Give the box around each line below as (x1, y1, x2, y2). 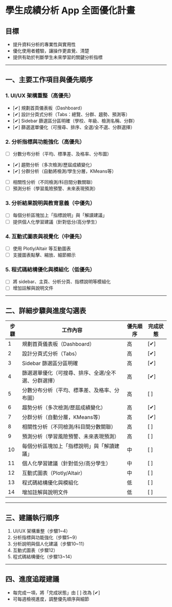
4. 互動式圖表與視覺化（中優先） (5, 233, 85, 240)
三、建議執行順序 (5, 513, 59, 522)
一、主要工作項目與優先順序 (5, 75, 93, 84)
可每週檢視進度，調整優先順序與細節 (12, 596, 90, 602)
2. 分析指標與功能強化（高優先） (5, 138, 85, 145)
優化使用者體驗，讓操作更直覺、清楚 (12, 48, 90, 54)
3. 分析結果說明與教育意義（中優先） (5, 200, 96, 207)
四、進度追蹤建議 (5, 575, 59, 583)
